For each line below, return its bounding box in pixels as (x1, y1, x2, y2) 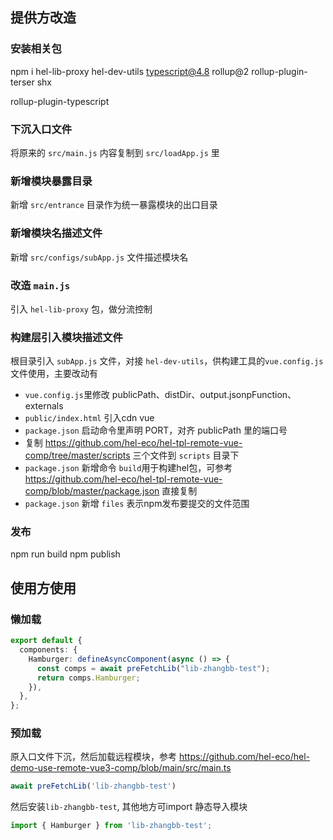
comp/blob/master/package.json (24, 485, 160, 497)
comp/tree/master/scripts (24, 449, 131, 462)
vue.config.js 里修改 (24, 389, 110, 401)
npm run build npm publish (10, 548, 121, 560)
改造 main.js (10, 278, 71, 292)
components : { (19, 645, 78, 655)
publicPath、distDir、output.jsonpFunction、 (111, 389, 297, 401)
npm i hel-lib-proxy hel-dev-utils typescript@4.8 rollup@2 (10, 65, 250, 77)
